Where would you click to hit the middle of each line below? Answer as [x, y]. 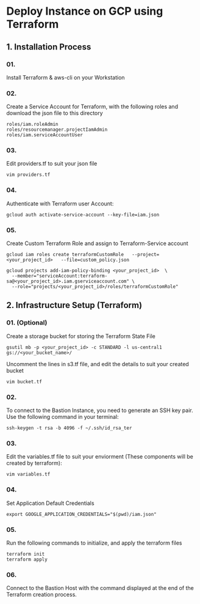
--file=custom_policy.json [95, 260]
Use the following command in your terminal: [62, 417]
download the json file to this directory [55, 113]
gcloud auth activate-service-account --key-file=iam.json [83, 215]
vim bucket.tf [24, 381]
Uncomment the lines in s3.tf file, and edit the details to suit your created [98, 364]
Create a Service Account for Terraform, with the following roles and [92, 107]
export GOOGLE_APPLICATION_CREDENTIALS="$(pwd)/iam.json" [81, 514]
